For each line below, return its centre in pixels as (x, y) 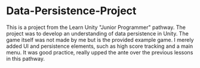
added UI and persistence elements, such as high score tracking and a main (100, 46)
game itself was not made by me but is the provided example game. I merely (100, 40)
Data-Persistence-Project (71, 11)
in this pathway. (26, 59)
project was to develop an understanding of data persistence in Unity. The (98, 33)
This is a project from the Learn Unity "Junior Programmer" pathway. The (96, 27)
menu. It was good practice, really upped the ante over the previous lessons (100, 52)
